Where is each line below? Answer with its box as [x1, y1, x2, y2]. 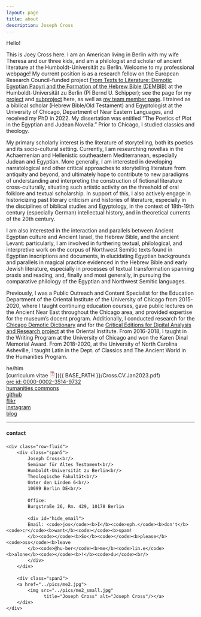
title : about [6, 16, 39, 22]
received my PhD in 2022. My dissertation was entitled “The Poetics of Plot [6, 114, 191, 122]
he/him [6, 365, 24, 372]
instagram [6, 404, 31, 411]
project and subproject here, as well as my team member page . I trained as [6, 96, 191, 103]
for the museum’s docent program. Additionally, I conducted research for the [6, 315, 195, 322]
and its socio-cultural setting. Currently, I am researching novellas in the [6, 146, 184, 153]
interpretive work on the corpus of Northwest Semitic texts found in [6, 246, 173, 253]
